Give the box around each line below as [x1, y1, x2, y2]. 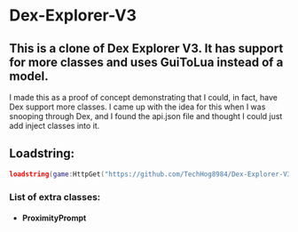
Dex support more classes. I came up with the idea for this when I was [9, 101, 266, 112]
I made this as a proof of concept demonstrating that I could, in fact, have [9, 92, 278, 102]
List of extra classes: [9, 190, 101, 203]
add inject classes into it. [9, 121, 100, 131]
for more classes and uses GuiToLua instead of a [9, 54, 284, 69]
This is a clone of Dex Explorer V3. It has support [9, 41, 284, 56]
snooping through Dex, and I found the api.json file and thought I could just [9, 111, 283, 121]
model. [9, 68, 49, 84]
